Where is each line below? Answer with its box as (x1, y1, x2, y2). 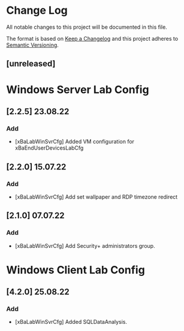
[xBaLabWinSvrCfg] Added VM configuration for (14, 138, 135, 145)
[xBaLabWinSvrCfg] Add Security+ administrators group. (14, 242, 155, 249)
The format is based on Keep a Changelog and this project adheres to (6, 35, 179, 42)
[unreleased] (6, 59, 56, 69)
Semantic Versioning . (6, 41, 59, 48)
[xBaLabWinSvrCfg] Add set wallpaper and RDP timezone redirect (14, 193, 178, 201)
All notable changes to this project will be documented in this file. (6, 23, 168, 31)
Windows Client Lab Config (6, 263, 145, 277)
